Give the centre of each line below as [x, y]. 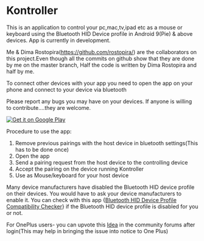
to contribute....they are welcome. [49, 107]
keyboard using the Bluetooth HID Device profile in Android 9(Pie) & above [100, 33]
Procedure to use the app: [39, 131]
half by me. [20, 71]
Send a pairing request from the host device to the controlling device [101, 162]
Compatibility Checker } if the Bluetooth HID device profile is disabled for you [102, 206]
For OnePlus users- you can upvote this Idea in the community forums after [101, 225]
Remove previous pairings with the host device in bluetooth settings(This [107, 143]
